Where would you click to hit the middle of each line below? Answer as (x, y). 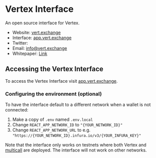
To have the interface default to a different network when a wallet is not (78, 105)
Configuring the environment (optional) (53, 94)
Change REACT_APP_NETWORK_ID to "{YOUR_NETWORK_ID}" (67, 125)
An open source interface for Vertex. (43, 23)
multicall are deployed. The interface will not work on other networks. (76, 150)
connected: (17, 110)
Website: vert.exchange (36, 32)
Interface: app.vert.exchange (42, 38)
